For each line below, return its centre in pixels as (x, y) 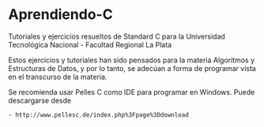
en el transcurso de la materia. (58, 77)
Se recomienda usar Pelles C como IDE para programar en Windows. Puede (132, 92)
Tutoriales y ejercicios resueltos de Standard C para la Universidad (117, 36)
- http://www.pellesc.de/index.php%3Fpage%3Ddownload (99, 115)
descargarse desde (40, 100)
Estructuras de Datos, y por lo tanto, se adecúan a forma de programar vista (132, 68)
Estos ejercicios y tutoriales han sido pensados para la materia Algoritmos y (132, 60)
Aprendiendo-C (60, 15)
